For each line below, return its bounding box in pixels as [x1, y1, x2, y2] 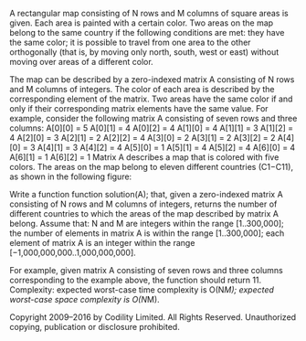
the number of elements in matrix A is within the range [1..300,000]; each [9, 228, 285, 239]
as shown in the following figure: [9, 171, 132, 182]
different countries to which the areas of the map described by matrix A [9, 208, 279, 218]
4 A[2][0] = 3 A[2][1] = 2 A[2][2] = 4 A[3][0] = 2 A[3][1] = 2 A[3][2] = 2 [9, 133, 276, 143]
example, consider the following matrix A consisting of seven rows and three [9, 113, 298, 123]
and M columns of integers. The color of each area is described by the [9, 84, 276, 94]
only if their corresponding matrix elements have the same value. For [9, 103, 269, 113]
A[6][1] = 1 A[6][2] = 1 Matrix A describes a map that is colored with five [9, 152, 280, 163]
